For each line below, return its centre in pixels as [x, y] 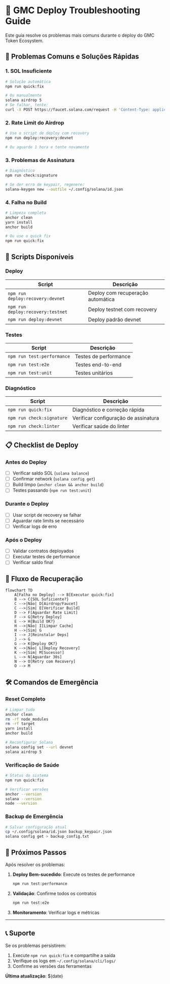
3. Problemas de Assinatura [40, 160]
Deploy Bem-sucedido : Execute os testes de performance [74, 874]
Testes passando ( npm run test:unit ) [52, 490]
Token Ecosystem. [25, 41]
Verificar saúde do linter [101, 426]
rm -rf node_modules [27, 719]
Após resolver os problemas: [35, 864]
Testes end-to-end [98, 365]
